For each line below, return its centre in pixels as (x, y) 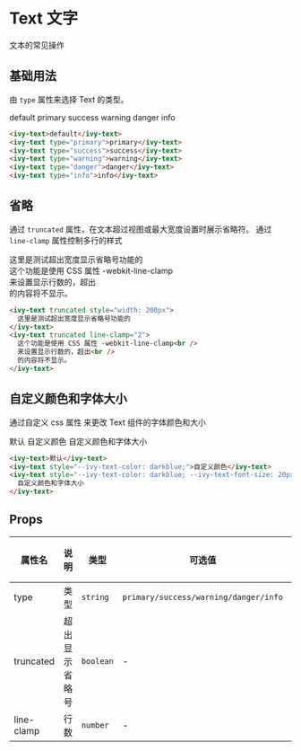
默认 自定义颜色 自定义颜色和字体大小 (78, 441)
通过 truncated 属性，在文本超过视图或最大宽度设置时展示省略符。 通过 (141, 229)
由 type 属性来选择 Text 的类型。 (69, 99)
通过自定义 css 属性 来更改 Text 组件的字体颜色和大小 (107, 422)
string (95, 597)
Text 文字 (44, 18)
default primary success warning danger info (93, 117)
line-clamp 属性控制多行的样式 (66, 240)
